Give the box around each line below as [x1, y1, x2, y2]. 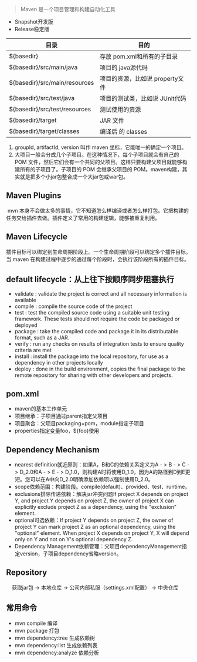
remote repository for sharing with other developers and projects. [14, 372, 173, 379]
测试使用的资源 [99, 105, 141, 114]
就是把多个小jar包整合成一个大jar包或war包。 [19, 173, 129, 180]
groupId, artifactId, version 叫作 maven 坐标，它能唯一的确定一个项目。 [14, 144, 187, 151]
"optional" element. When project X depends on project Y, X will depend [14, 529, 189, 537]
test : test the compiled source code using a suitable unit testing [14, 309, 170, 316]
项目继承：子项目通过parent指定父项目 [14, 412, 108, 420]
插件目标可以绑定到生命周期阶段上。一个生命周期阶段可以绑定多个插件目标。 [6, 248, 191, 255]
